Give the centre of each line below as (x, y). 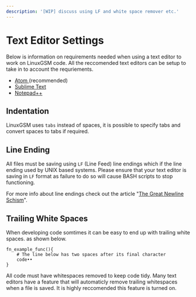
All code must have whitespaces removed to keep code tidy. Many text (91, 276)
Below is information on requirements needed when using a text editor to (94, 57)
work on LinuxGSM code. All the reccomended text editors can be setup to (96, 63)
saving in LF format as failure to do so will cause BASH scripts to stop (90, 177)
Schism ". (17, 200)
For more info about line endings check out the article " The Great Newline (95, 194)
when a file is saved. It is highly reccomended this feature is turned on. (91, 288)
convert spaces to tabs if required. (48, 132)
